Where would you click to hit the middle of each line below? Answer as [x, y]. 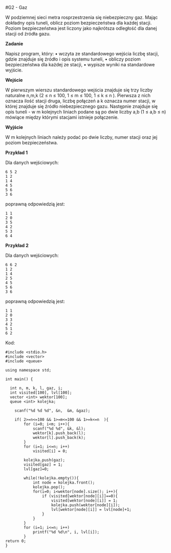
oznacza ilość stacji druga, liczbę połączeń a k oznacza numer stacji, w [81, 101]
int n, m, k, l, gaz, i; [36, 388]
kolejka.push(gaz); [45, 460]
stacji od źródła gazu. [28, 34]
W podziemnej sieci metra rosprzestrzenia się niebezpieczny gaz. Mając [82, 17]
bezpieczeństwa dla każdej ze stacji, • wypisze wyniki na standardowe [80, 64]
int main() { [19, 379]
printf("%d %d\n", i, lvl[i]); [66, 532]
